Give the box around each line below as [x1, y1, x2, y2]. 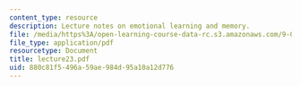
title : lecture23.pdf [9, 55, 90, 64]
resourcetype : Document [9, 47, 99, 56]
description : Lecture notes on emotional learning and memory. [9, 21, 251, 30]
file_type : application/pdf [9, 38, 115, 47]
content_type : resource [9, 13, 99, 22]
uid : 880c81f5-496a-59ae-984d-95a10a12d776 [9, 64, 175, 73]
